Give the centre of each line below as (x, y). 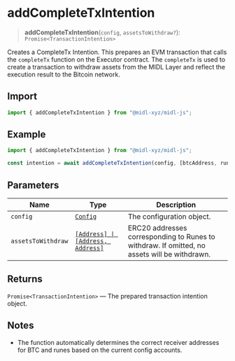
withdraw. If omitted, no (167, 245)
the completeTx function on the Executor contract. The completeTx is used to (116, 59)
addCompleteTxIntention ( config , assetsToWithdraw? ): (102, 32)
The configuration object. (169, 217)
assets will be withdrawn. (169, 254)
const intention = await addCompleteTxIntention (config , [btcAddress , (112, 163)
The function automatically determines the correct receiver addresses (118, 342)
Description (176, 205)
